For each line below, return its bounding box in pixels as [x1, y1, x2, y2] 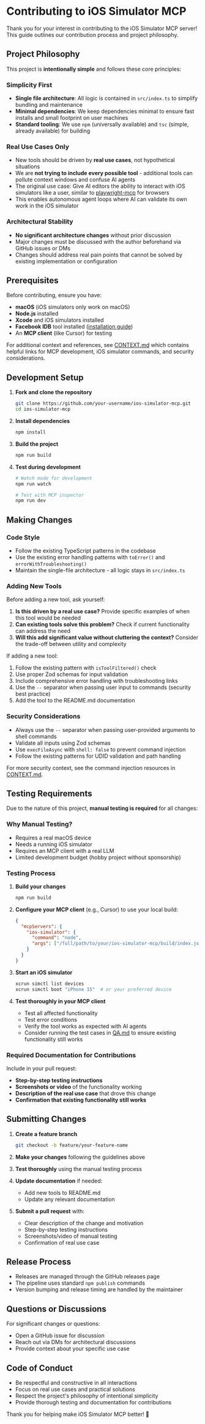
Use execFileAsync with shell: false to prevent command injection [15, 745, 186, 753]
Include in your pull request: [6, 1064, 77, 1072]
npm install [15, 429, 46, 435]
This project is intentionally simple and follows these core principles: [6, 65, 182, 72]
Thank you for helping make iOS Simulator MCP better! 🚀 [6, 1410, 150, 1418]
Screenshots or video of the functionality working [15, 1083, 142, 1091]
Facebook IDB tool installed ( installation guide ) [15, 323, 133, 330]
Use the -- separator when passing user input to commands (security [15, 683, 192, 691]
